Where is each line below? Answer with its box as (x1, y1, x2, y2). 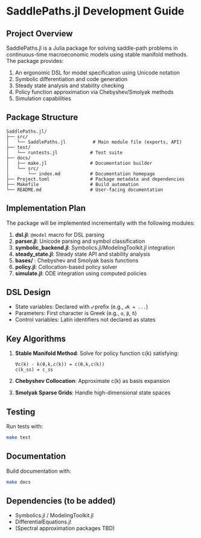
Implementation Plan (6, 203, 86, 213)
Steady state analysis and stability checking (14, 82, 125, 89)
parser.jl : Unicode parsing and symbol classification (14, 237, 145, 245)
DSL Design (6, 287, 51, 297)
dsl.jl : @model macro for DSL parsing (14, 231, 104, 238)
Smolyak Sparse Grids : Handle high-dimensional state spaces (14, 389, 171, 396)
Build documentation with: (6, 467, 71, 474)
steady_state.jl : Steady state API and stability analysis (14, 250, 151, 257)
